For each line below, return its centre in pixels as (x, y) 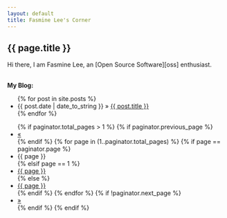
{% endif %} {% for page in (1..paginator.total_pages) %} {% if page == (119, 142)
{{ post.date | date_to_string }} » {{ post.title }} (83, 106)
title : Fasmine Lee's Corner (49, 20)
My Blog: (20, 85)
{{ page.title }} (39, 48)
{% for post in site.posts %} (57, 99)
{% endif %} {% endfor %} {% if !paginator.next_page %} (99, 193)
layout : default (30, 13)
